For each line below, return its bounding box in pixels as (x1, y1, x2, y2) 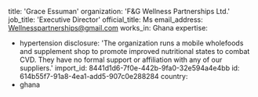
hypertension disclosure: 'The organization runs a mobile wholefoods (19, 38, 244, 48)
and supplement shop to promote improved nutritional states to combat (19, 47, 250, 56)
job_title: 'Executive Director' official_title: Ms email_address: (8, 15, 203, 24)
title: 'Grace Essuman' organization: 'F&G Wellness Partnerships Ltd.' (8, 7, 230, 16)
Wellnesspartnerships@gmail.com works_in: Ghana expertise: (8, 23, 208, 32)
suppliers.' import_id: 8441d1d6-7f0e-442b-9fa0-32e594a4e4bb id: (19, 63, 240, 73)
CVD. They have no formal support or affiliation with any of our (19, 55, 223, 64)
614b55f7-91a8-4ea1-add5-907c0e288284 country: (19, 72, 188, 81)
